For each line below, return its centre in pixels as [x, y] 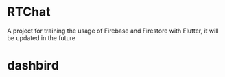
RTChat [29, 12]
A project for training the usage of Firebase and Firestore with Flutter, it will [113, 31]
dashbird [33, 66]
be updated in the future [42, 37]
